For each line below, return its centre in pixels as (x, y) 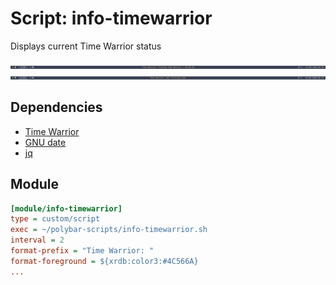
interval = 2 (37, 240)
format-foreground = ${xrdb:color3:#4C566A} (104, 261)
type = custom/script (55, 219)
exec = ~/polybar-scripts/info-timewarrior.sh (109, 230)
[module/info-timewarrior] (66, 208)
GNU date (45, 142)
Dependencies (56, 107)
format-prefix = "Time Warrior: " (82, 251)
